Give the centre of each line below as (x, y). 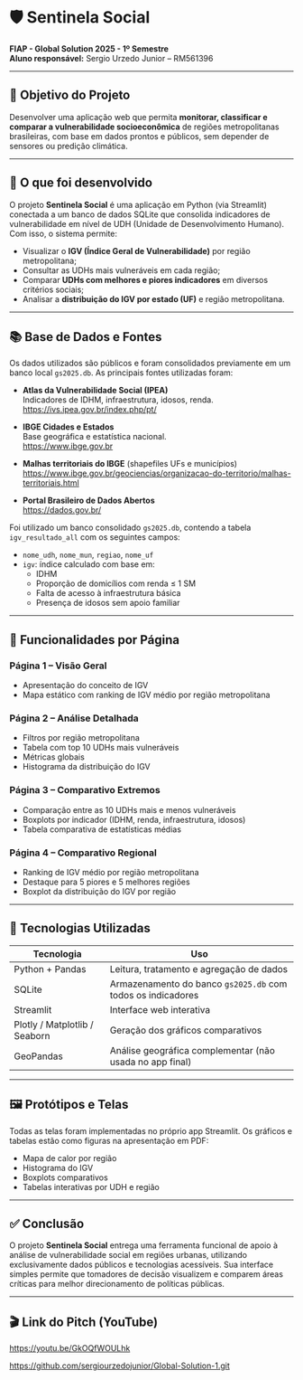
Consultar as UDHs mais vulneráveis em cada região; (121, 270)
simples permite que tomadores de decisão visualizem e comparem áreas (147, 1274)
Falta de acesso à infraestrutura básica (108, 593)
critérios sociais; (53, 289)
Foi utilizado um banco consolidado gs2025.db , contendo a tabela (130, 528)
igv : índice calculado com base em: (88, 564)
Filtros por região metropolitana (81, 738)
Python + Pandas (50, 969)
